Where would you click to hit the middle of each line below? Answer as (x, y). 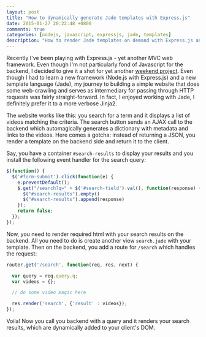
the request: (22, 253)
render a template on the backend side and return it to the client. (88, 141)
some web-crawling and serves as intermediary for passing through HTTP (100, 90)
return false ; (35, 211)
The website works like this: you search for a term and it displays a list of (98, 115)
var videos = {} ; (34, 282)
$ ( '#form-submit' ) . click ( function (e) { (63, 176)
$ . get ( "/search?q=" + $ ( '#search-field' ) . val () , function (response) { (109, 188)
